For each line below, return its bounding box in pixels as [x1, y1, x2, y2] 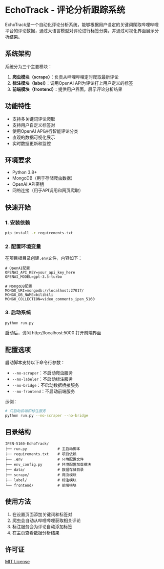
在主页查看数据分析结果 [12, 530, 60, 536]
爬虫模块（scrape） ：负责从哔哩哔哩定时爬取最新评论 [12, 74, 119, 80]
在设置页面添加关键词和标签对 [12, 511, 72, 517]
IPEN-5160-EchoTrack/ [5, 441, 49, 446]
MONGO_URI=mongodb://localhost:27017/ [5, 288, 84, 293]
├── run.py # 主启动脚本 [5, 446, 81, 451]
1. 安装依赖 [5, 219, 30, 226]
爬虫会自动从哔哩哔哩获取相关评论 [12, 518, 81, 523]
